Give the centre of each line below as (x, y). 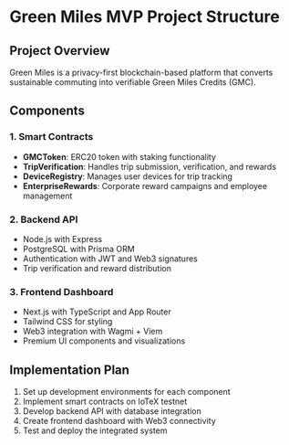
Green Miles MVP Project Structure (144, 17)
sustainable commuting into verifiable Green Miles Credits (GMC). (133, 82)
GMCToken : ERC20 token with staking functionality (119, 156)
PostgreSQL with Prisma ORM (78, 249)
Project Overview (60, 51)
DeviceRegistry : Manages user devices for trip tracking (127, 176)
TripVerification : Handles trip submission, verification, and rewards (149, 166)
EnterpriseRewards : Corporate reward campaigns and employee (144, 185)
